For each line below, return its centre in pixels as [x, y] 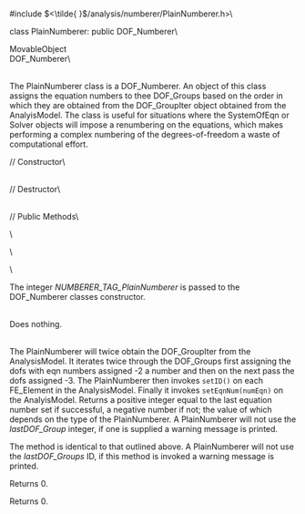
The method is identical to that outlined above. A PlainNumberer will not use [152, 447]
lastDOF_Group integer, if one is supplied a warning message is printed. [144, 429]
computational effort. [49, 144]
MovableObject [38, 49]
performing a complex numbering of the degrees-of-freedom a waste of [145, 134]
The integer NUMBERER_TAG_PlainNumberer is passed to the [125, 287]
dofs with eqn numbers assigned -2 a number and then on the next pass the [152, 371]
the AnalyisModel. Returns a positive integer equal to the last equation [141, 400]
